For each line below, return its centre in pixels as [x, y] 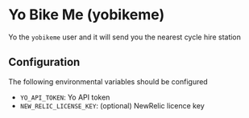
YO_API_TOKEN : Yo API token [65, 97]
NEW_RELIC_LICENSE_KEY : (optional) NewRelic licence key [112, 105]
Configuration [44, 62]
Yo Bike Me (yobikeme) [87, 15]
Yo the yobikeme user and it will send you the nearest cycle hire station [125, 37]
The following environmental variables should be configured [108, 81]
